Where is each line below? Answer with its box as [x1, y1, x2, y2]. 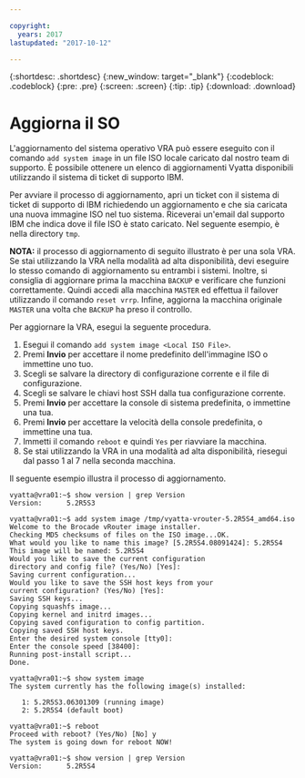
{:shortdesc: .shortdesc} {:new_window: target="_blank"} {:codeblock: [9, 71, 275, 82]
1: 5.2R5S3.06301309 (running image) [21, 698, 166, 707]
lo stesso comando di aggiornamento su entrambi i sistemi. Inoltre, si [9, 265, 268, 276]
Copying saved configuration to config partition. [9, 619, 206, 628]
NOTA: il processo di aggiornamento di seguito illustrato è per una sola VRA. [9, 246, 296, 257]
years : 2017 [17, 29, 64, 39]
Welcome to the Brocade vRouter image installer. [9, 523, 202, 532]
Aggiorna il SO [9, 113, 121, 133]
